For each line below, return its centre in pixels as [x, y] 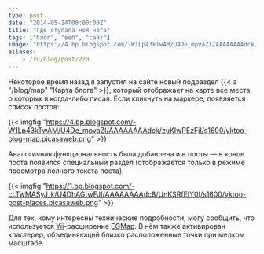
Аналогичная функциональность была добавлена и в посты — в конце [126, 153]
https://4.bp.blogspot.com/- [91, 122]
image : [19, 45]
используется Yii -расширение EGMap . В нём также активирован [117, 226]
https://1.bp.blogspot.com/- [90, 186]
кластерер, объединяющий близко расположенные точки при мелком [126, 234]
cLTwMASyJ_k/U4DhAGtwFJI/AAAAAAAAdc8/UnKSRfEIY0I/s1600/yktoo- [127, 194]
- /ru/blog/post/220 [56, 60]
